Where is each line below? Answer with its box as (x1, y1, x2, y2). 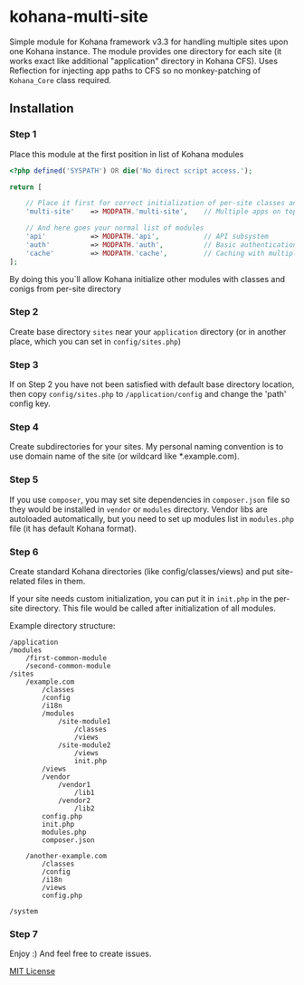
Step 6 (9, 545, 39, 558)
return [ (9, 183, 43, 192)
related (9, 575, 36, 586)
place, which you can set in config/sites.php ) (9, 336, 182, 346)
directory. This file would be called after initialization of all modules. (24, 602, 276, 613)
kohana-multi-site (9, 6, 149, 27)
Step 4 (9, 421, 39, 433)
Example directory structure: (9, 620, 116, 630)
